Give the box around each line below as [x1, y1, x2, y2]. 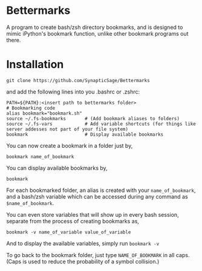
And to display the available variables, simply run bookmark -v [6, 240, 160, 247]
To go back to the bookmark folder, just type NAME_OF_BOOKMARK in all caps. [6, 251, 190, 258]
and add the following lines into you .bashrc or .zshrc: [6, 88, 140, 95]
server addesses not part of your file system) [6, 126, 129, 132]
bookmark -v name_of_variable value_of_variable [6, 229, 131, 235]
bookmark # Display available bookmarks [6, 131, 164, 138]
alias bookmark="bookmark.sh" [6, 110, 83, 116]
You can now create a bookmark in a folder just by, [6, 142, 133, 149]
